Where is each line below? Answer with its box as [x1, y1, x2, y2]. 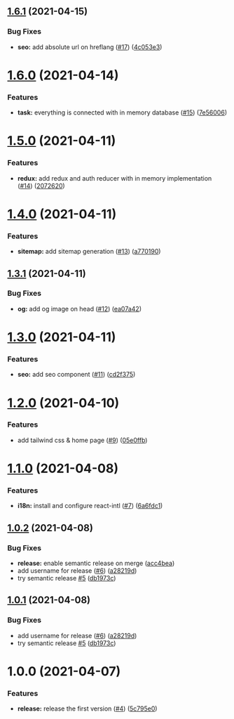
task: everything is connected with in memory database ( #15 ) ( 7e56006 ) [17, 108, 228, 117]
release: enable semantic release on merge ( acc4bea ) [17, 559, 175, 567]
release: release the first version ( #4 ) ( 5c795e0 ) [17, 704, 158, 713]
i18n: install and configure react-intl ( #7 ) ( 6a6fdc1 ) [17, 502, 163, 510]
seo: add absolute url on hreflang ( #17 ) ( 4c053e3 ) [17, 42, 163, 51]
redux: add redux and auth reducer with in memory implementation [17, 174, 212, 182]
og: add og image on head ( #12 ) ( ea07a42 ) [17, 304, 142, 313]
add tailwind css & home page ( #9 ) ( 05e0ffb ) [17, 436, 148, 444]
